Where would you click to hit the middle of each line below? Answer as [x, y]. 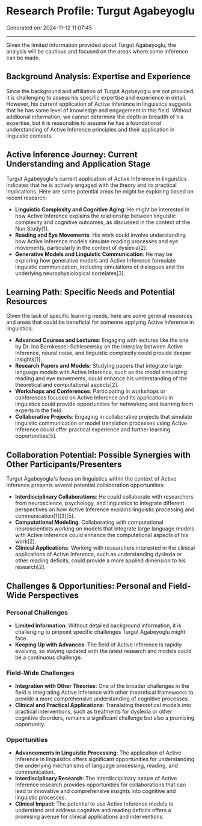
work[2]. [26, 541]
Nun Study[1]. [32, 228]
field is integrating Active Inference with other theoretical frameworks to [104, 693]
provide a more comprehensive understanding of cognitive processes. [102, 699]
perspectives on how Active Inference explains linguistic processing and [104, 509]
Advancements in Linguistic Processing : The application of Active [98, 753]
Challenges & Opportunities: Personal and [87, 586]
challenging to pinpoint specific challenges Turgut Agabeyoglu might [100, 631]
